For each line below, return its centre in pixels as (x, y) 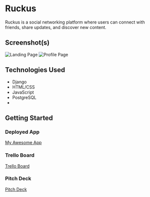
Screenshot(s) (27, 43)
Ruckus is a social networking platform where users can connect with (75, 22)
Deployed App (22, 132)
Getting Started (29, 118)
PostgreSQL (24, 97)
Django (19, 82)
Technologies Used (35, 70)
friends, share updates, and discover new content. (56, 27)
